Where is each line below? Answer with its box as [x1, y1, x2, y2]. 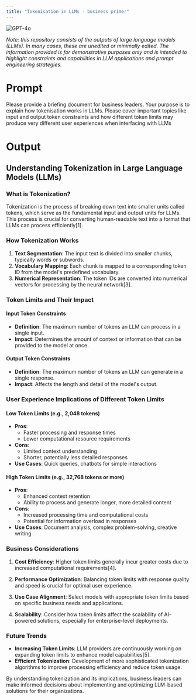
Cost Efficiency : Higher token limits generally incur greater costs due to [14, 558, 188, 565]
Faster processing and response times [23, 429, 116, 436]
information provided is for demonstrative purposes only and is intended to [6, 48, 187, 56]
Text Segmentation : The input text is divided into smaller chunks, [14, 250, 173, 257]
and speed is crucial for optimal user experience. [14, 582, 133, 589]
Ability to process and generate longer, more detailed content [23, 499, 171, 506]
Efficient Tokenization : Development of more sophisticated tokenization [14, 657, 189, 664]
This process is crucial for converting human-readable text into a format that [6, 216, 191, 223]
